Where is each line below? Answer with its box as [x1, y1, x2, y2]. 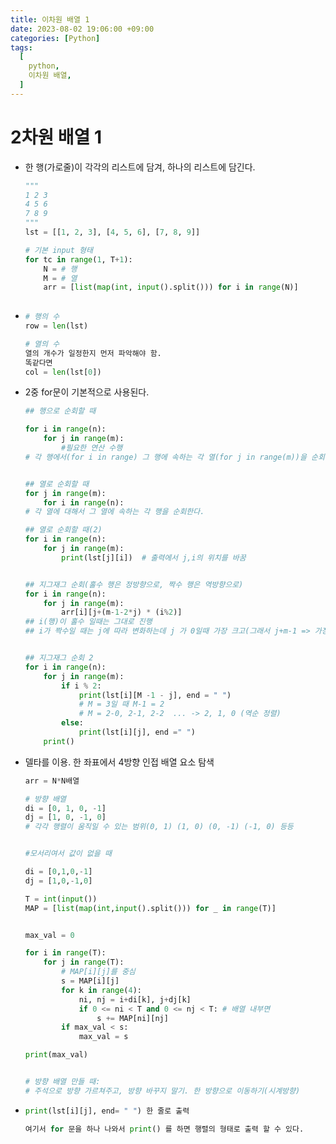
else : [61, 718, 84, 728]
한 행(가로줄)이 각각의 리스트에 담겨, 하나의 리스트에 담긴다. [24, 161, 256, 173]
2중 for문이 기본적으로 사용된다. [24, 386, 150, 398]
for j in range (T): [43, 957, 125, 968]
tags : [10, 42, 33, 53]
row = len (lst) [24, 321, 89, 331]
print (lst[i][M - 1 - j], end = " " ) [78, 690, 232, 700]
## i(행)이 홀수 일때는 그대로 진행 [24, 617, 153, 627]
